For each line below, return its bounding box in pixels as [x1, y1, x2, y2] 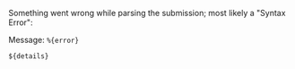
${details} [8, 52, 49, 61]
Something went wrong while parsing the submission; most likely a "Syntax [8, 8, 286, 18]
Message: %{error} [8, 35, 80, 45]
